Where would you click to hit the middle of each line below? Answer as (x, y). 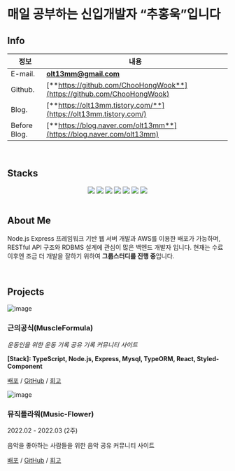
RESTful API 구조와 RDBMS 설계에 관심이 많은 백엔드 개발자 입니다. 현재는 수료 (115, 247)
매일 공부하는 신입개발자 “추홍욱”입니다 (114, 14)
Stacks (23, 173)
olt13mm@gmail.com (83, 74)
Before (22, 125)
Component (25, 366)
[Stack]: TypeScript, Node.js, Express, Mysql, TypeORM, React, (101, 358)
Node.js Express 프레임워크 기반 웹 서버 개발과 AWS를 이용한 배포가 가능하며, (114, 238)
